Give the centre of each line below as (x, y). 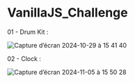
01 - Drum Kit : (28, 32)
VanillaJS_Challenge (67, 13)
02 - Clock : (24, 58)
